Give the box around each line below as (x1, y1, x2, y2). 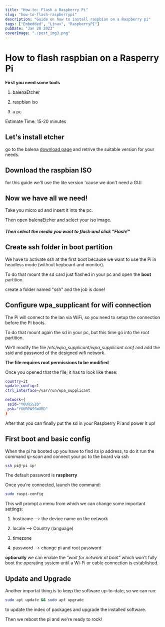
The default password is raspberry (5, 472, 77, 478)
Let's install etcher (5, 133, 65, 141)
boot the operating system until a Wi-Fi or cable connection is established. (5, 560, 159, 566)
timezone (12, 535, 32, 541)
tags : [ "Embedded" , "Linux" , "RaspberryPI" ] (5, 21, 99, 27)
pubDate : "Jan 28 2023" (5, 26, 55, 31)
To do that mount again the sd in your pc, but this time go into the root (5, 329, 149, 335)
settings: (5, 506, 23, 512)
